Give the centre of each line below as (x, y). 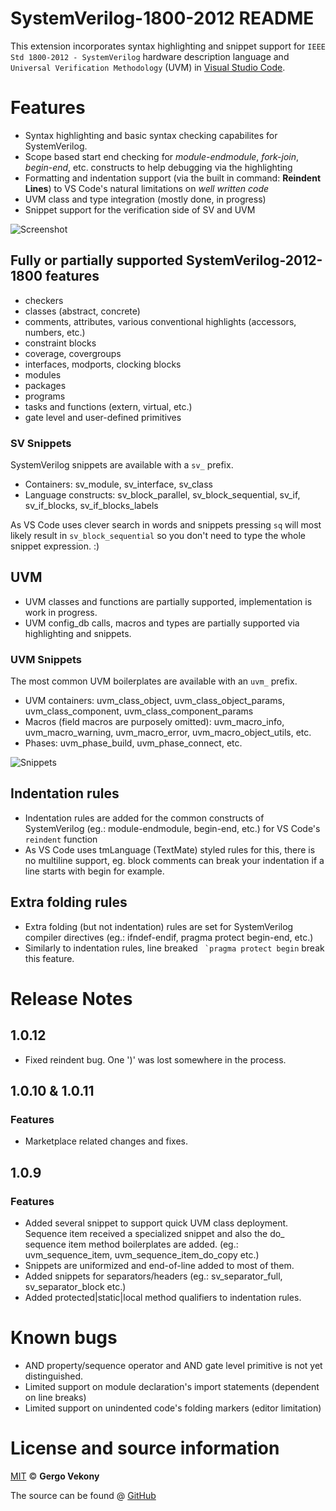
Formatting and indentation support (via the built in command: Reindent (173, 178)
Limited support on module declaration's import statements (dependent (172, 1387)
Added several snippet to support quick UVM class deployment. (156, 1223)
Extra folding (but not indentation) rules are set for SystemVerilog (159, 926)
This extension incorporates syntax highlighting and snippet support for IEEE (168, 46)
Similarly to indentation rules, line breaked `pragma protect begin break (174, 948)
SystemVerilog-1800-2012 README (162, 18)
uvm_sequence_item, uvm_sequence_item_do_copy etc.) (142, 1255)
